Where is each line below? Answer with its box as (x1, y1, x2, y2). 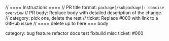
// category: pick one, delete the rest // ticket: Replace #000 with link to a (5, 15, 158, 21)
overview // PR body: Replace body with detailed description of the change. (5, 10, 162, 16)
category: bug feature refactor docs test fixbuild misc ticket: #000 (5, 30, 144, 36)
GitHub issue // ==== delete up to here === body (5, 20, 109, 26)
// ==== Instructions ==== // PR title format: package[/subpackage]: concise (5, 5, 164, 10)
